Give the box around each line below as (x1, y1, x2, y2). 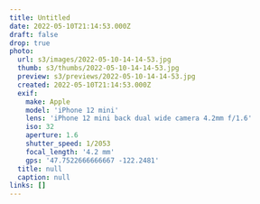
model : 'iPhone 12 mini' (25, 106, 119, 115)
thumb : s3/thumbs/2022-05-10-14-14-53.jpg (17, 64, 180, 73)
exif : (17, 88, 39, 97)
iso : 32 (25, 123, 54, 132)
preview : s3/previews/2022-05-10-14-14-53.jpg (17, 72, 196, 81)
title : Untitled (9, 13, 70, 23)
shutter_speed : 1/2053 (25, 139, 111, 148)
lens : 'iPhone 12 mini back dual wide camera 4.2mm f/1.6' (25, 114, 253, 123)
